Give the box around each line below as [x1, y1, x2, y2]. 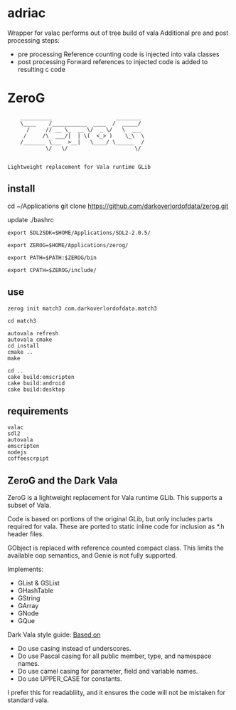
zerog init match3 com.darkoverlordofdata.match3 [7, 305, 158, 312]
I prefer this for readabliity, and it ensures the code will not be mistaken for [7, 689, 226, 697]
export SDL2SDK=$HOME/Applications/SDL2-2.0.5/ [7, 229, 151, 236]
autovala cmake [7, 336, 53, 343]
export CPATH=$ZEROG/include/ [7, 266, 97, 273]
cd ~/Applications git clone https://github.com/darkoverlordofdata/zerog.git [7, 202, 229, 210]
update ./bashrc [7, 215, 55, 224]
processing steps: [7, 36, 60, 44]
